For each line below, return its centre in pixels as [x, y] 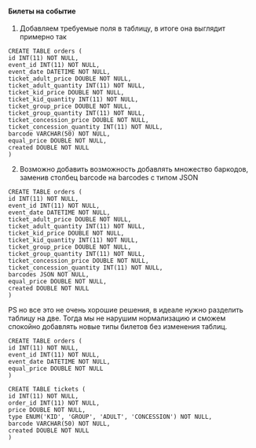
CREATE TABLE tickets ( [47, 390]
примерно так [43, 37]
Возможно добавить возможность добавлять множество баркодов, [134, 169]
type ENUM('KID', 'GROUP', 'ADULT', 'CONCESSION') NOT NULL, [110, 417]
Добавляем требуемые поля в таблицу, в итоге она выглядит [123, 28]
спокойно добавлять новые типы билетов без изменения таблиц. [118, 327]
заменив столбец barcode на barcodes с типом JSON [109, 178]
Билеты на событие [42, 11]
